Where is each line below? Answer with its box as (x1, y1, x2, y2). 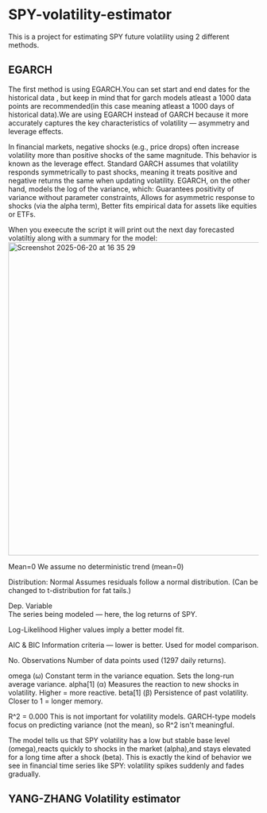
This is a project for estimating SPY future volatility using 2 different (8, 32, 230, 41)
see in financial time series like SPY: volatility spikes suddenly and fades (8, 761, 245, 770)
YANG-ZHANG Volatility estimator (8, 792, 181, 806)
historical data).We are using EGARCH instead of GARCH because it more (8, 110, 249, 119)
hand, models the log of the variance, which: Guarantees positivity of (8, 184, 234, 194)
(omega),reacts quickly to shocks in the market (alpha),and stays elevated (8, 744, 251, 753)
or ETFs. (8, 209, 36, 219)
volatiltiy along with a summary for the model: (8, 233, 157, 243)
